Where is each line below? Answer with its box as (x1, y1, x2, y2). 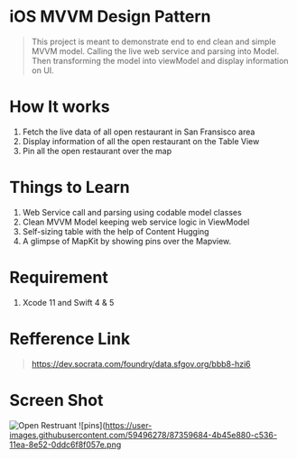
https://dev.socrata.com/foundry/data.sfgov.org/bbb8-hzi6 (31, 358, 251, 369)
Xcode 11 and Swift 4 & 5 (22, 297, 115, 308)
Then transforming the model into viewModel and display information (31, 55, 289, 66)
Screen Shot (9, 390, 104, 410)
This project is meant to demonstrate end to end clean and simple (31, 36, 277, 47)
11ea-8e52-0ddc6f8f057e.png (9, 439, 122, 450)
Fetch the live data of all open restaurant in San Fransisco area (22, 126, 255, 137)
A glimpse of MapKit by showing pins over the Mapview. (22, 235, 232, 246)
